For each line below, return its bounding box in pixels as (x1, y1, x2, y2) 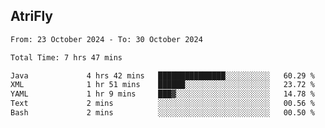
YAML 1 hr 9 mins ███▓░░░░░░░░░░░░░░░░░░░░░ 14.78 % (10, 89, 315, 99)
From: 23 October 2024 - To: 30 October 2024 (10, 34, 203, 44)
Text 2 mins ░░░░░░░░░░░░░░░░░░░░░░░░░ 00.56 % (10, 99, 315, 109)
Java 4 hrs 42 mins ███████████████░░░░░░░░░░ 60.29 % (10, 70, 315, 81)
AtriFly (10, 8, 54, 25)
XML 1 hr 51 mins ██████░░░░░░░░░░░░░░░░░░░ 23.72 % (10, 80, 315, 90)
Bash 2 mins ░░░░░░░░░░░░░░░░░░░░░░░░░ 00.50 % (10, 108, 315, 118)
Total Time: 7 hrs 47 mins (10, 52, 123, 63)
